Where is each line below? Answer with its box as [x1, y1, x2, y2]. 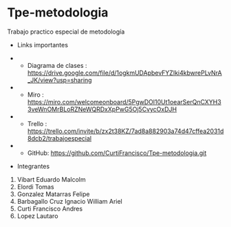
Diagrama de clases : [27, 61, 87, 69]
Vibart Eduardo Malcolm [16, 175, 86, 183]
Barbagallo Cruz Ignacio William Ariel [16, 197, 122, 205]
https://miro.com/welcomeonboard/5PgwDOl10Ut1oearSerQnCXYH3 [27, 97, 221, 106]
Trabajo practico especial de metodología [7, 27, 125, 36]
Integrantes [16, 162, 50, 170]
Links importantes [16, 40, 69, 49]
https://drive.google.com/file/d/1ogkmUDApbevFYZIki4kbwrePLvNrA [27, 69, 222, 77]
